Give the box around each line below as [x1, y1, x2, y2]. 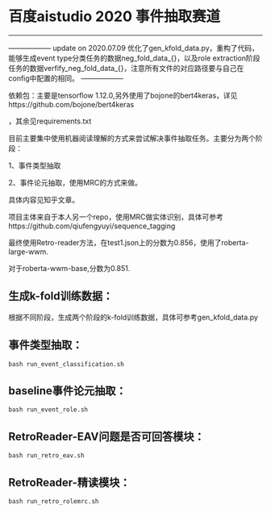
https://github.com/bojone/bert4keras [8, 99, 135, 109]
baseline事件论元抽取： [8, 384, 127, 398]
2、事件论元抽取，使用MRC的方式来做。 [8, 177, 143, 187]
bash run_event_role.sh [8, 406, 89, 414]
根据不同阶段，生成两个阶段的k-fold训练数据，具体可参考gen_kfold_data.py [8, 312, 258, 322]
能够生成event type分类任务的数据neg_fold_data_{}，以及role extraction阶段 [8, 53, 261, 63]
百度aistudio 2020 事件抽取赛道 [8, 7, 220, 26]
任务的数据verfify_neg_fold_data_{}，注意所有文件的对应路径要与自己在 [8, 63, 244, 73]
